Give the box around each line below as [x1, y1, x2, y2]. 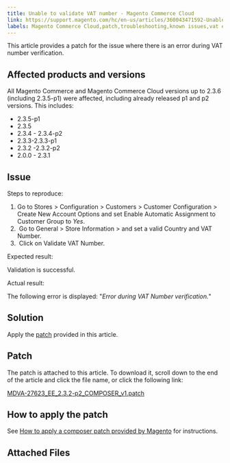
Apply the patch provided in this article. [7, 330, 118, 338]
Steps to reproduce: [7, 189, 64, 198]
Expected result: [7, 252, 53, 261]
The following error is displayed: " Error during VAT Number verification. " [7, 292, 212, 300]
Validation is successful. [7, 265, 75, 274]
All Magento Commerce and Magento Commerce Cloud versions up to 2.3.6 [7, 87, 221, 95]
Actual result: [7, 279, 44, 287]
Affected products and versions [7, 69, 146, 80]
